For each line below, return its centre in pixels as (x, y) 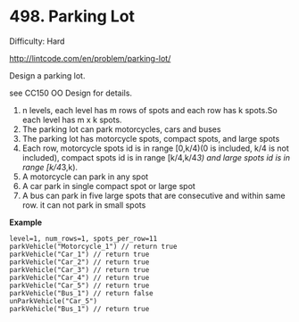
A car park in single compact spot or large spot (109, 186)
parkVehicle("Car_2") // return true (79, 262)
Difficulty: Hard (37, 41)
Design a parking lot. (47, 75)
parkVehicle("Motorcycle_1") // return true (93, 246)
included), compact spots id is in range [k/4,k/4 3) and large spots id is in (156, 157)
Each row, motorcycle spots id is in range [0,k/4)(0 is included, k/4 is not (156, 148)
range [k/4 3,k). (50, 167)
